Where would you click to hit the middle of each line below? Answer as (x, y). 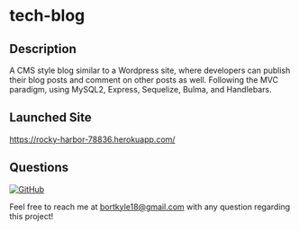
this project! (32, 216)
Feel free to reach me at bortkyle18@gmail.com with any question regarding (150, 207)
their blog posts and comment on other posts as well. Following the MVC (144, 80)
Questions (39, 168)
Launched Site (50, 118)
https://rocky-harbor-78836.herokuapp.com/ (92, 139)
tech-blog (47, 16)
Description (43, 49)
